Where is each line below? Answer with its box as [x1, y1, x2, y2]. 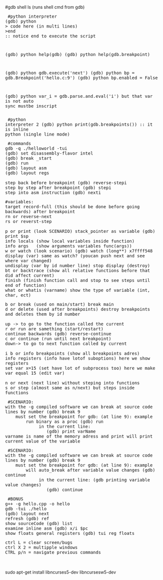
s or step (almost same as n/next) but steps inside [5, 385, 135, 390]
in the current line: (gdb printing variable [38, 477, 151, 483]
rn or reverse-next [5, 214, 52, 219]
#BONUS [7, 496, 24, 501]
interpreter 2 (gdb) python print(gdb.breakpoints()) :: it [5, 122, 153, 127]
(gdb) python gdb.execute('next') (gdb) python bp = [5, 70, 135, 76]
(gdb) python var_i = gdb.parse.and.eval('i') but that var [5, 93, 153, 99]
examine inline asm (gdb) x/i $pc [5, 525, 88, 531]
